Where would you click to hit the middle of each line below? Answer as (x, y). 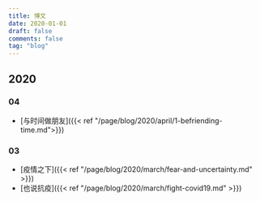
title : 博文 (27, 16)
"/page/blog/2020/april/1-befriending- (158, 120)
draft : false (30, 31)
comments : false (36, 38)
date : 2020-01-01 (38, 24)
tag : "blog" (28, 46)
